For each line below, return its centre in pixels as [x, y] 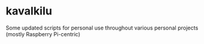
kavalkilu [29, 11]
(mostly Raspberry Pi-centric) [43, 34]
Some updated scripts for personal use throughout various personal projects [102, 28]
